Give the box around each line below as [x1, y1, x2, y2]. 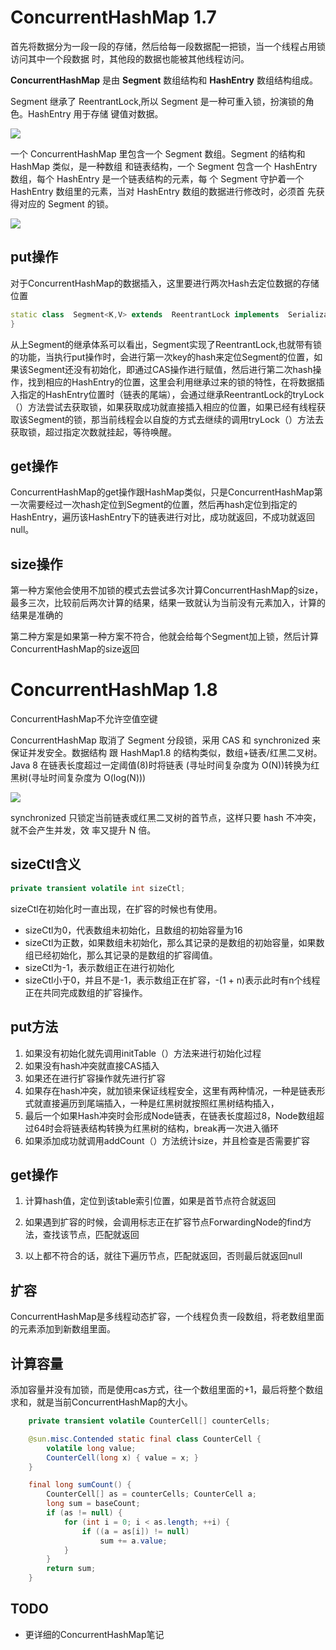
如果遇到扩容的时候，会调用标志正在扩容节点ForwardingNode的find [24, 1216, 303, 1228]
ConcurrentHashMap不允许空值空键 [10, 713, 158, 725]
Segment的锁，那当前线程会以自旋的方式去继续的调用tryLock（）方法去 [27, 413, 325, 425]
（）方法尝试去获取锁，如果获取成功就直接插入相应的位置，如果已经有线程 [10, 401, 317, 413]
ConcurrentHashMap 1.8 [10, 679, 218, 701]
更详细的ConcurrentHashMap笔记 [24, 1628, 165, 1640]
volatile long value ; [46, 1443, 137, 1453]
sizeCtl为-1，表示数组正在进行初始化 [24, 961, 175, 973]
